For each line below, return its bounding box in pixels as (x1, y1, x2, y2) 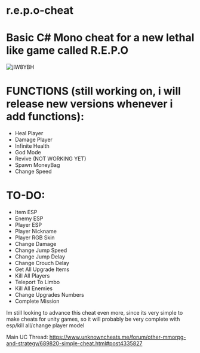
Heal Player (14, 130, 44, 137)
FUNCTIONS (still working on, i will (6, 84, 181, 98)
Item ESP (14, 209, 38, 215)
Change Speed (14, 168, 52, 175)
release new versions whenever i (6, 97, 173, 111)
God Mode (14, 149, 41, 156)
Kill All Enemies (14, 285, 53, 292)
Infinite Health (14, 142, 50, 150)
